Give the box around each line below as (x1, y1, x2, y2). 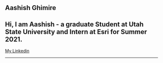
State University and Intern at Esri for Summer (5, 27, 147, 36)
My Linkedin (5, 48, 30, 54)
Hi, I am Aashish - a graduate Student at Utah (5, 20, 144, 28)
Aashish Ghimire (5, 4, 57, 12)
